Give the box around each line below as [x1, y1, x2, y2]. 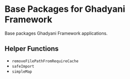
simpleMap [11, 69, 33, 74]
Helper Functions [4, 44, 59, 53]
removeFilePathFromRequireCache [11, 58, 79, 64]
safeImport [11, 64, 35, 69]
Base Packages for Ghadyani [4, 3, 126, 15]
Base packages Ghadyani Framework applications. [4, 30, 108, 36]
